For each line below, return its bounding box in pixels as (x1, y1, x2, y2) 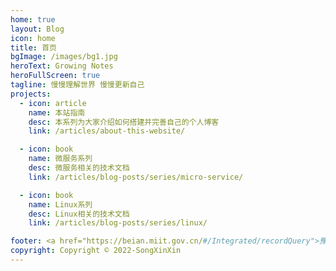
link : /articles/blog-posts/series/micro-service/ (28, 172, 244, 182)
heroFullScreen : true (10, 71, 101, 81)
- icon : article (19, 98, 87, 108)
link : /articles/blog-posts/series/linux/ (28, 218, 208, 228)
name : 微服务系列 (28, 154, 93, 164)
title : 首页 (10, 42, 57, 53)
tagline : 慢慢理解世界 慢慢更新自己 (10, 80, 145, 90)
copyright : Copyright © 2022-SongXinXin (10, 246, 182, 256)
